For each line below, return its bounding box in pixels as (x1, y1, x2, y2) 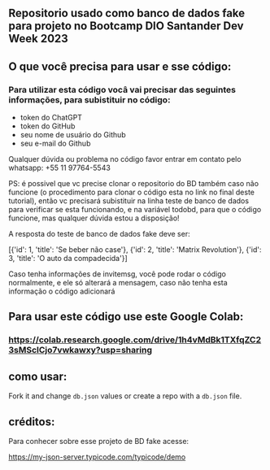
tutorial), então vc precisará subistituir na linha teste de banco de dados (8, 196, 250, 206)
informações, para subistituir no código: (8, 94, 171, 105)
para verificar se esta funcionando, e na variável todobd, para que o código (8, 205, 262, 215)
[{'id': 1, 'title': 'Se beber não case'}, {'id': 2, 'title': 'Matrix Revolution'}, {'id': (8, 245, 262, 255)
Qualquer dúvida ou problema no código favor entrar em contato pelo (8, 154, 242, 164)
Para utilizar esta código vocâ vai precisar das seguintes (8, 84, 236, 95)
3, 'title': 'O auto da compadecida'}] (8, 254, 128, 263)
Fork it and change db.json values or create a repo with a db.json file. (8, 391, 242, 401)
